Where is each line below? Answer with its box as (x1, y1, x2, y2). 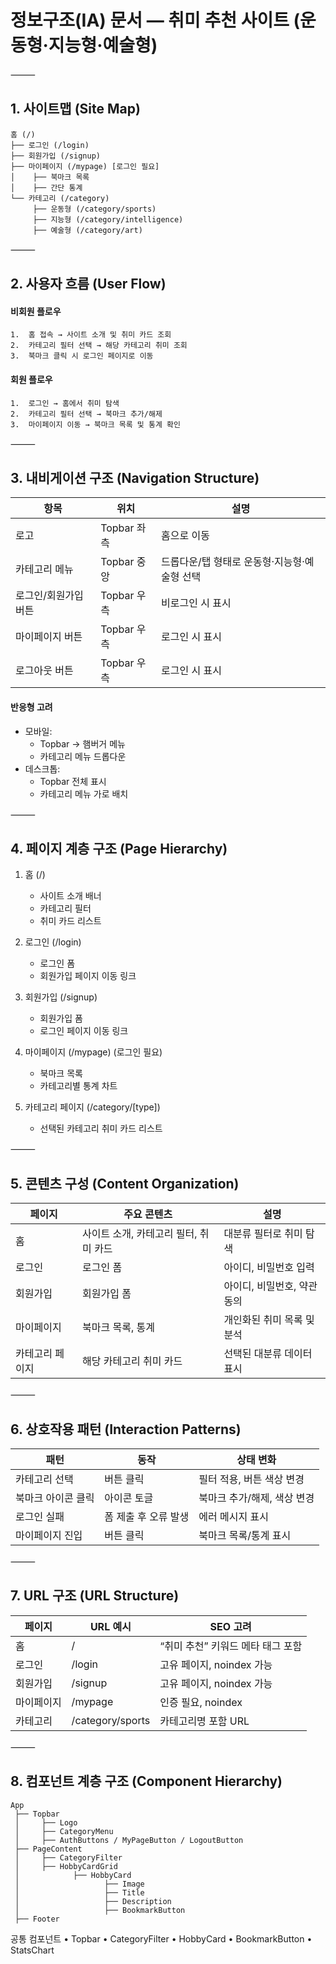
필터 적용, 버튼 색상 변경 (198, 1472, 305, 1486)
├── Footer (14, 1914, 60, 1924)
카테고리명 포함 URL (159, 1714, 250, 1728)
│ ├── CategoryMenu (14, 1826, 114, 1836)
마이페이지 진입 (15, 1529, 83, 1542)
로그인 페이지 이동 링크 (39, 1025, 129, 1037)
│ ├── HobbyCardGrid (14, 1861, 118, 1871)
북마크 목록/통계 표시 (198, 1529, 292, 1542)
